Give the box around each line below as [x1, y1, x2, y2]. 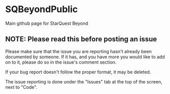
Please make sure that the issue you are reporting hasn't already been [5, 48, 152, 54]
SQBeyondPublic [5, 4, 78, 15]
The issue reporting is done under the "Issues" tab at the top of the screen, [5, 78, 162, 84]
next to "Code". [5, 84, 38, 90]
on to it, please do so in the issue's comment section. [5, 59, 117, 65]
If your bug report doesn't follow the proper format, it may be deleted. [5, 69, 151, 75]
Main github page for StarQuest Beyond [5, 20, 89, 26]
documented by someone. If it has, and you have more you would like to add [5, 54, 165, 60]
